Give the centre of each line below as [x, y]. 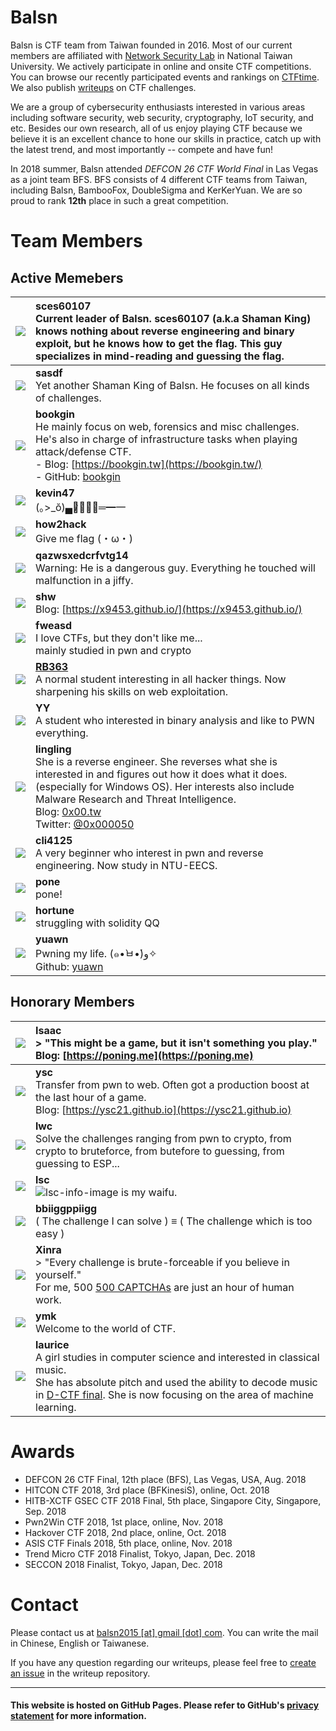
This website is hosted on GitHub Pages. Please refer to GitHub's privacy [165, 1705]
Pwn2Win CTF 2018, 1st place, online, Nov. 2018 [124, 1522]
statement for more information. [78, 1716]
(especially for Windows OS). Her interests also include [165, 786]
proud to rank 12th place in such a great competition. [119, 200]
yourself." [58, 1274]
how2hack [61, 524]
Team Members [76, 241]
